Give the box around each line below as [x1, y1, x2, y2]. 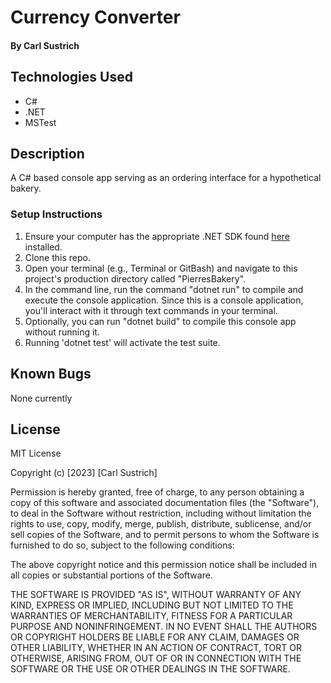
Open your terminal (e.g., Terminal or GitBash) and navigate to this [24, 262, 298, 274]
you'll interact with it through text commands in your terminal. [24, 304, 278, 316]
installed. [24, 241, 63, 253]
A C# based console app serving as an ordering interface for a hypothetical [10, 172, 322, 184]
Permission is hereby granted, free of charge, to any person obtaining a [10, 486, 305, 498]
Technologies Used [10, 69, 133, 86]
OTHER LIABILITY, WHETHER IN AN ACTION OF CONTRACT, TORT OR [10, 642, 302, 654]
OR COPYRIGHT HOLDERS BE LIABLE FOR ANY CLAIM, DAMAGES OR [10, 631, 300, 643]
